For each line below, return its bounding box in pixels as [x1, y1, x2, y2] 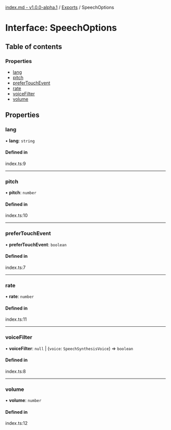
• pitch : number [5, 190, 37, 196]
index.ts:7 [5, 264, 26, 270]
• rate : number [5, 293, 34, 299]
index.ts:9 [5, 160, 26, 167]
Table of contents [5, 42, 62, 51]
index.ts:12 [5, 420, 28, 426]
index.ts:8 [5, 368, 26, 374]
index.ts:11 [5, 316, 27, 322]
